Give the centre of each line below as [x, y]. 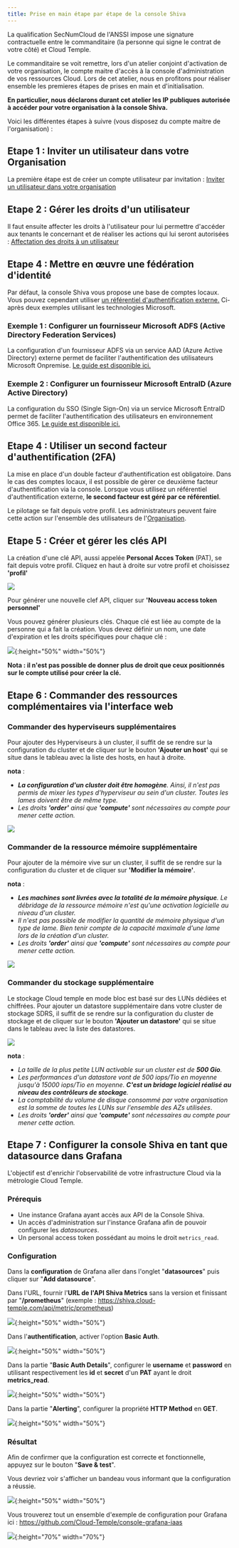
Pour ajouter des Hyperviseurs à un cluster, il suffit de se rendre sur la [110, 742]
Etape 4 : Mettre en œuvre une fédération [101, 264]
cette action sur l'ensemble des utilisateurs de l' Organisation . [97, 518]
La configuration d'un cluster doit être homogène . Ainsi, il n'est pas [119, 785]
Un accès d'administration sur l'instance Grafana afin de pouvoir [112, 1222]
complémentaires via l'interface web [90, 706]
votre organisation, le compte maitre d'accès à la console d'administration [116, 71]
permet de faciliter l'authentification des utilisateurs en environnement [110, 416]
